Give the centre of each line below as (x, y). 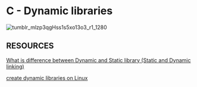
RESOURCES (30, 46)
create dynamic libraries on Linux (47, 78)
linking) (15, 66)
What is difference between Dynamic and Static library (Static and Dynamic (98, 60)
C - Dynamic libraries (60, 11)
